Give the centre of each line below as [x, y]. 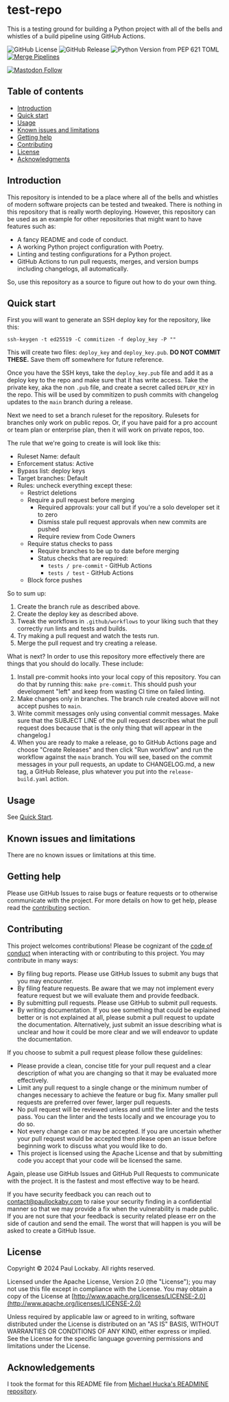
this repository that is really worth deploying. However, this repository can [111, 212]
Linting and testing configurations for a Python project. [94, 254]
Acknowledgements [51, 1367]
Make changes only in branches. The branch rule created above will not [118, 699]
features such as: [32, 226]
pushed [48, 529]
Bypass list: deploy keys [51, 471]
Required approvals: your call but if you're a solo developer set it [129, 507]
